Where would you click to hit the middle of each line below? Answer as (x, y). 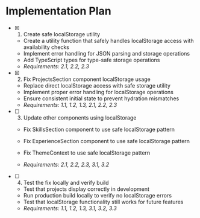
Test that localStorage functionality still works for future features (103, 202)
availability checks (46, 47)
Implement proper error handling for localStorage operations (98, 92)
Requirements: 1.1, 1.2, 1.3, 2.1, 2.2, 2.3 (70, 104)
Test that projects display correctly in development (86, 189)
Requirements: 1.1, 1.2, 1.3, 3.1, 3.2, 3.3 (70, 208)
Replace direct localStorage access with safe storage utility (97, 85)
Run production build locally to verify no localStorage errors (98, 195)
